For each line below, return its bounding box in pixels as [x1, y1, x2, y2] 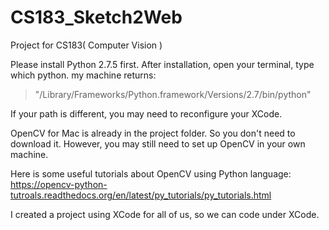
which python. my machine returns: [10, 69, 157, 81]
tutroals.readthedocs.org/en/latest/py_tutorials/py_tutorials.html [10, 189, 272, 201]
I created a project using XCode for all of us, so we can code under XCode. [10, 208, 320, 220]
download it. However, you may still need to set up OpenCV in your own [10, 137, 306, 150]
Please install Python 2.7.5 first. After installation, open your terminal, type [10, 58, 315, 70]
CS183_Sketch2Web [10, 6, 183, 29]
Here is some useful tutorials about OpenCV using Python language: [10, 167, 292, 180]
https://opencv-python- [10, 178, 108, 190]
